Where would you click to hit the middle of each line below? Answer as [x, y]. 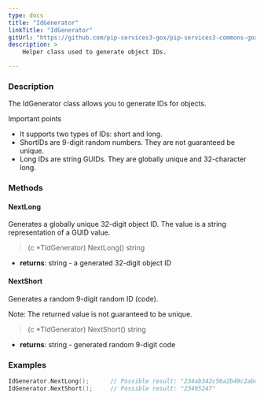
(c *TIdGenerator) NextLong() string [86, 248]
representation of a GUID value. [59, 232]
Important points [35, 119]
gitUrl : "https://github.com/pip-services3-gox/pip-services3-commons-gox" [135, 37]
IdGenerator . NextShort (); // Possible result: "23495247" [112, 388]
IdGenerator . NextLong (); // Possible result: [93, 381]
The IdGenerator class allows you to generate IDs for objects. [107, 104]
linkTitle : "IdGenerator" [50, 30]
